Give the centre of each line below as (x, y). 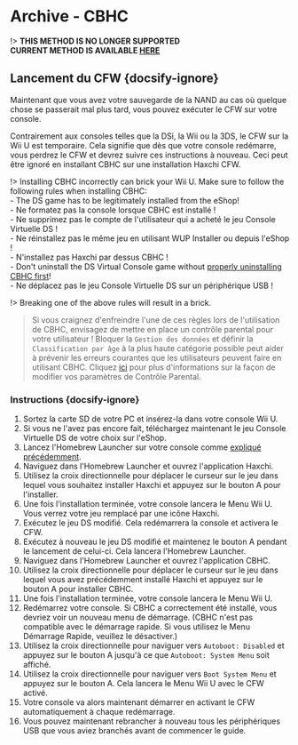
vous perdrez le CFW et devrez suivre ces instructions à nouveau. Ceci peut (149, 155)
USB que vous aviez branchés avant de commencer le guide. (134, 731)
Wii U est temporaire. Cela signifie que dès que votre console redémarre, (144, 145)
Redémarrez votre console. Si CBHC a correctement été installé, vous (150, 608)
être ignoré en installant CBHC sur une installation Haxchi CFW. (125, 164)
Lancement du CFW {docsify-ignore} (115, 79)
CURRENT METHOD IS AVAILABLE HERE (85, 50)
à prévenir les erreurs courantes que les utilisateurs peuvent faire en (157, 357)
